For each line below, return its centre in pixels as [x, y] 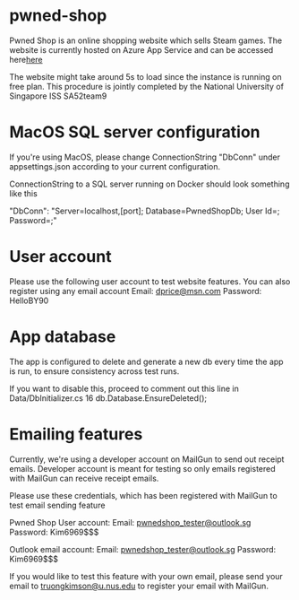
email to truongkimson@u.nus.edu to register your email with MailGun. [139, 586]
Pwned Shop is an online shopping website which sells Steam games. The [146, 40]
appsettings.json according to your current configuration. [115, 166]
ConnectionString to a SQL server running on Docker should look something [149, 184]
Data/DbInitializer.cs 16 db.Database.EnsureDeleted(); [108, 398]
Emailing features [76, 434]
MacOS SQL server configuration [135, 132]
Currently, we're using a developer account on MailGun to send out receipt [147, 459]
